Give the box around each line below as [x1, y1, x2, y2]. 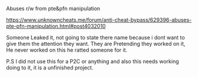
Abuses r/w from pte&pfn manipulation [6, 5, 100, 12]
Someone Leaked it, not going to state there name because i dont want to [6, 34, 185, 41]
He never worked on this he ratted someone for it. [6, 46, 128, 53]
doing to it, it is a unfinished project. [6, 64, 93, 71]
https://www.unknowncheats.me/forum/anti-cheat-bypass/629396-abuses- [6, 16, 192, 23]
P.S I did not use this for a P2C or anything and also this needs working [6, 58, 179, 65]
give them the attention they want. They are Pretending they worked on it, [6, 41, 186, 47]
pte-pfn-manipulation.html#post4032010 [6, 23, 106, 29]
